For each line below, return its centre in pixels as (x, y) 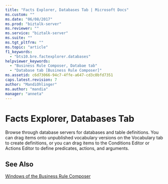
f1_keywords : (19, 52)
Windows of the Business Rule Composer (48, 176)
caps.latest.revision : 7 (31, 80)
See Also (19, 164)
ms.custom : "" (20, 15)
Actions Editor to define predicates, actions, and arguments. (67, 148)
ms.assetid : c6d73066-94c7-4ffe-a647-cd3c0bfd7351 (59, 75)
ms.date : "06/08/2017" (29, 19)
